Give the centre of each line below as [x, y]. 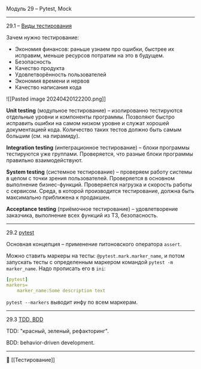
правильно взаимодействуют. [45, 160]
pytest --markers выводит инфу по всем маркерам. [72, 302]
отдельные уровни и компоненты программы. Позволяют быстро [91, 117]
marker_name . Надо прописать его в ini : [56, 268]
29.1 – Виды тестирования [39, 26]
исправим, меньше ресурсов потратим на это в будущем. [89, 55]
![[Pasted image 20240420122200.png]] [56, 99]
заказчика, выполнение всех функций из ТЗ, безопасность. [82, 215]
